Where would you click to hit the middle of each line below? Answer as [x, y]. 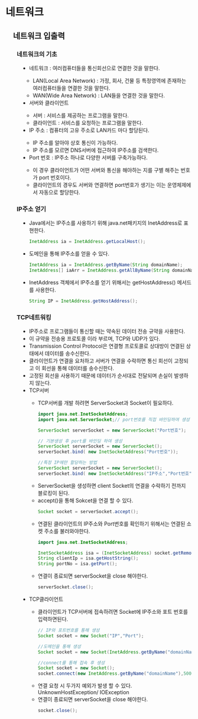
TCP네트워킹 [34, 317]
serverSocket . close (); [66, 587]
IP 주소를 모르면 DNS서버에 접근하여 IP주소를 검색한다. [96, 150]
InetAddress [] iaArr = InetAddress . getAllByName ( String [99, 270]
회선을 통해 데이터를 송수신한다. [78, 368]
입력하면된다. [53, 619]
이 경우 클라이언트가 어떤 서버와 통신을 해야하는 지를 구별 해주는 [106, 170]
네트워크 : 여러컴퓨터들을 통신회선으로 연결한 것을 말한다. [94, 68]
